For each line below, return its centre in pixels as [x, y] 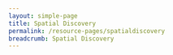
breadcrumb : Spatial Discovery [61, 38]
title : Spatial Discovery [52, 23]
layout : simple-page [43, 16]
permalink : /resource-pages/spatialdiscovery [86, 31]
